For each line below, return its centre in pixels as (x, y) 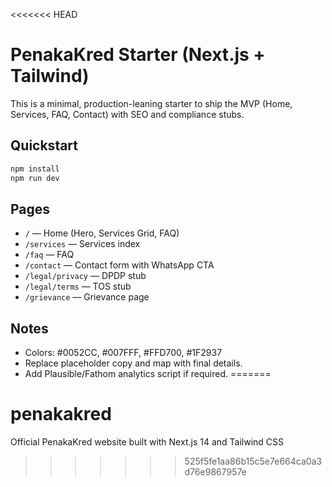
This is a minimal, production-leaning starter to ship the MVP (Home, (151, 103)
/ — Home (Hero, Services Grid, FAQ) (102, 233)
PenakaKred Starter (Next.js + (138, 55)
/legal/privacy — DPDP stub (85, 276)
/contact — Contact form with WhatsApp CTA (119, 265)
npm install (35, 169)
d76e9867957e (215, 472)
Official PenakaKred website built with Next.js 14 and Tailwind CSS (147, 442)
